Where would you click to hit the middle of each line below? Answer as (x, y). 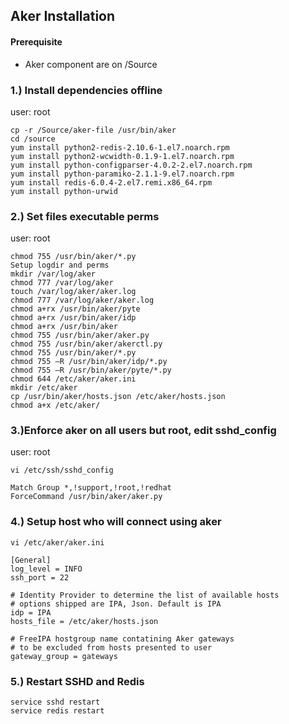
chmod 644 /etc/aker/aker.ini (73, 379)
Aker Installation (63, 16)
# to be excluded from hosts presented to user (111, 647)
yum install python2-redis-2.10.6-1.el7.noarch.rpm (120, 147)
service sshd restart (55, 702)
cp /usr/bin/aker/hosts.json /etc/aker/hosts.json (118, 397)
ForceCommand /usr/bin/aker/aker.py (86, 497)
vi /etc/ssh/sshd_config (62, 470)
